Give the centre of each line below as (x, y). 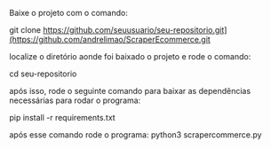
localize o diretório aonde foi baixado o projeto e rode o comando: (130, 56)
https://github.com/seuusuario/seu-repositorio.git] (135, 30)
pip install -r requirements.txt (62, 118)
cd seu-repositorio (43, 74)
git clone (25, 30)
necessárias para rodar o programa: (75, 100)
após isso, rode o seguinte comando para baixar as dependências (130, 91)
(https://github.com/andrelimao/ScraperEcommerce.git (110, 39)
